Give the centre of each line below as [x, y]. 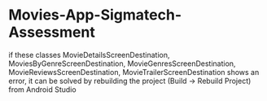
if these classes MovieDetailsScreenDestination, [89, 55]
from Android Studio [42, 89]
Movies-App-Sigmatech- [95, 15]
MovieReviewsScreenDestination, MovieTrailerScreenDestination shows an [134, 72]
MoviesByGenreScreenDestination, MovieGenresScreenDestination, [122, 64]
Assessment [52, 32]
